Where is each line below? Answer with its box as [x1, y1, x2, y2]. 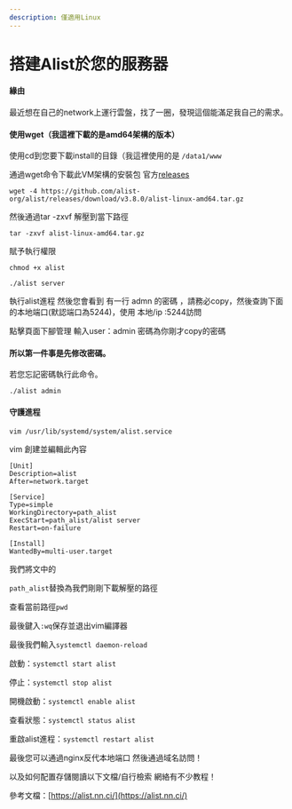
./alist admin [9, 387, 62, 396]
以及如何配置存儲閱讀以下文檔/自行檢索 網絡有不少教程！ [9, 771, 217, 781]
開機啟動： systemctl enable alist [9, 695, 136, 706]
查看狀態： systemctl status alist [9, 714, 136, 725]
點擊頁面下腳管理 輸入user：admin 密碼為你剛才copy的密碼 [9, 326, 226, 337]
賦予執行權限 [9, 246, 56, 257]
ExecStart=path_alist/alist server [9, 516, 141, 525]
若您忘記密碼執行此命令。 [9, 369, 103, 380]
